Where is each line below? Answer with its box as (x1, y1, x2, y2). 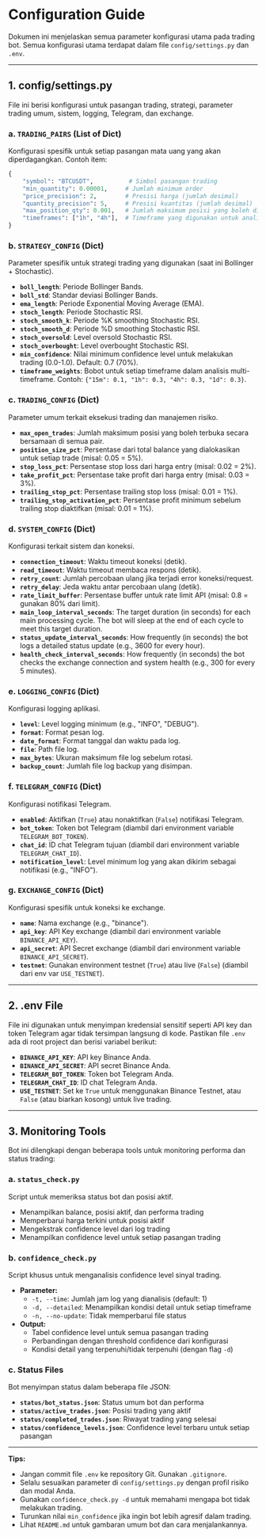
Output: (19, 1319, 46, 1329)
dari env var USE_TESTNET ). (19, 968, 104, 978)
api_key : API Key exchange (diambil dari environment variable (19, 926, 222, 936)
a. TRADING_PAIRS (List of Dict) (8, 128, 122, 139)
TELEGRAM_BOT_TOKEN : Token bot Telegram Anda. (19, 1069, 174, 1078)
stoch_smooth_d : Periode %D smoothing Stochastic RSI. (19, 324, 200, 334)
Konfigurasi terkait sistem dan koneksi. (8, 541, 135, 551)
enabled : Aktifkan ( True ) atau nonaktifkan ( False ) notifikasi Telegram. (19, 814, 245, 824)
